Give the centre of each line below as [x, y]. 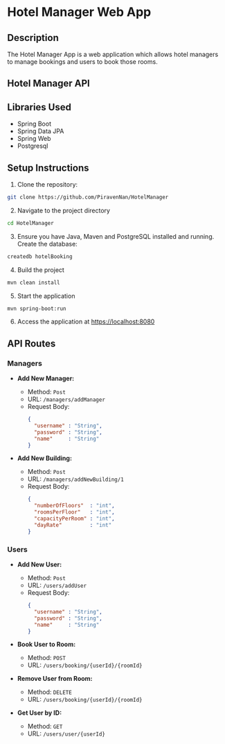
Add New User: [39, 564]
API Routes [31, 343]
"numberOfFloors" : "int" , [74, 506]
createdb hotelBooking [40, 256]
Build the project [40, 270]
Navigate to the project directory [64, 210]
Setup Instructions [48, 168]
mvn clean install [34, 282]
